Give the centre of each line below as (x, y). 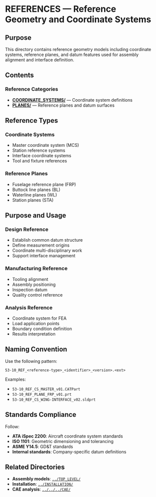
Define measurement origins (41, 245)
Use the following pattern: (31, 361)
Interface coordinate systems (42, 156)
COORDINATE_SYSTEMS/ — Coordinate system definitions (72, 100)
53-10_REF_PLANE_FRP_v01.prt (42, 394)
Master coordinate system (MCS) (45, 145)
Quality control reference (37, 295)
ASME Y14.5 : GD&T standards (43, 446)
